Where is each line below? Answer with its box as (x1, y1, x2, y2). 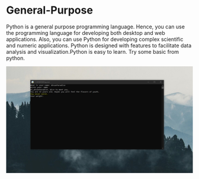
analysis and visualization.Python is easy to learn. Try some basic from (6, 48, 179, 55)
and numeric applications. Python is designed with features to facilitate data (6, 42, 192, 49)
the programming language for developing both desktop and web (6, 29, 165, 36)
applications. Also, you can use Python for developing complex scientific (6, 35, 184, 43)
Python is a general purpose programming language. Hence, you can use (6, 23, 185, 30)
